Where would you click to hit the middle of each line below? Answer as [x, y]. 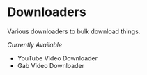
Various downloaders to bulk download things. [74, 31]
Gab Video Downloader [51, 65]
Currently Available [35, 44]
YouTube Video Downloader [57, 58]
